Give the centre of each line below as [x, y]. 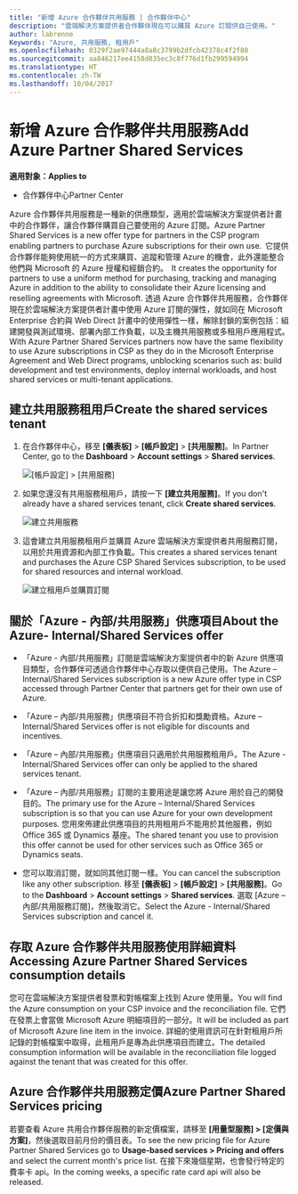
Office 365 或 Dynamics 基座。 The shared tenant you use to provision [150, 835]
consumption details [68, 975]
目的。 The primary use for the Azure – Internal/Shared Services [138, 804]
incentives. [42, 736]
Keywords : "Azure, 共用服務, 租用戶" [74, 42]
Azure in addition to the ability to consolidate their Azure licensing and [138, 287]
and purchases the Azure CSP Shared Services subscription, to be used [154, 562]
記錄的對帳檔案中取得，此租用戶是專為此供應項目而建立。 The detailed [137, 1042]
